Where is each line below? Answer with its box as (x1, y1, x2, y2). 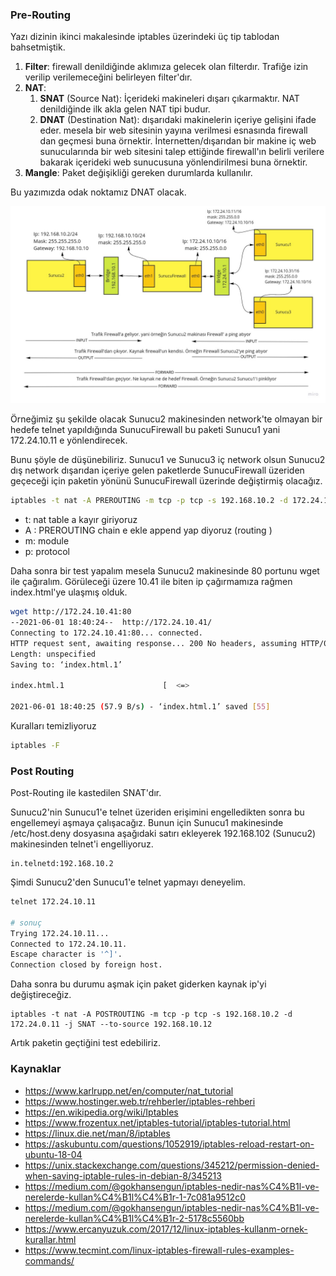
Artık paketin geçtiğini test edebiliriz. (10, 1037, 162, 1049)
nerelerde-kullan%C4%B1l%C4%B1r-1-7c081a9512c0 (24, 1191, 246, 1203)
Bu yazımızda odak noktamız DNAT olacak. (10, 186, 187, 198)
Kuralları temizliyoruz (10, 719, 97, 732)
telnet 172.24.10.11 (10, 897, 97, 907)
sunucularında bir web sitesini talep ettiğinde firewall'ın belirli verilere (39, 146, 325, 158)
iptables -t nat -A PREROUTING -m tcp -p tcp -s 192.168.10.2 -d (10, 496, 288, 506)
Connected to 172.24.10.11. (10, 939, 128, 949)
